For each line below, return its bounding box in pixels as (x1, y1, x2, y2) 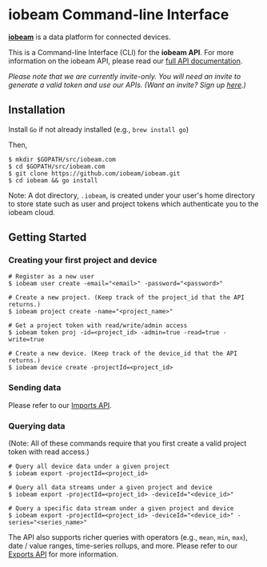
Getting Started (8, 230, 87, 245)
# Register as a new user (8, 273, 94, 281)
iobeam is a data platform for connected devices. (8, 32, 171, 42)
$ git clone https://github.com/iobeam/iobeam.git (8, 170, 181, 178)
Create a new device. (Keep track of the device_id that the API (15, 349, 238, 357)
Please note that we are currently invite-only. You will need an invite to (8, 71, 241, 81)
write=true (8, 336, 45, 344)
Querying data (8, 420, 66, 431)
